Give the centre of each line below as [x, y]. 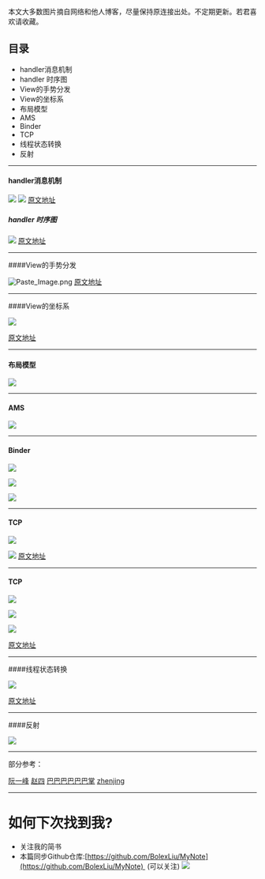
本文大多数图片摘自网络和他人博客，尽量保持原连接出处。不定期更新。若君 [129, 11]
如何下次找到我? [60, 823]
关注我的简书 [40, 846]
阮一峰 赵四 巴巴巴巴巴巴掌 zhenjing [66, 781]
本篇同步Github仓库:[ [54, 856]
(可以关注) [163, 866]
